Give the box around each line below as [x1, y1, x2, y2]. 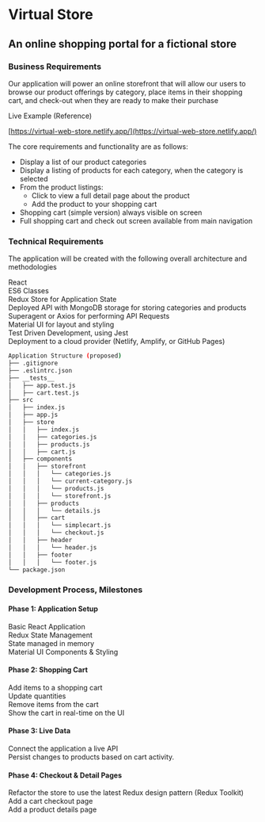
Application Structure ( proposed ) [8, 352, 123, 360]
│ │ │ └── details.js [8, 507, 101, 514]
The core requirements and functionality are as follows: [8, 141, 188, 151]
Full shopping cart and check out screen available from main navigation [19, 216, 253, 225]
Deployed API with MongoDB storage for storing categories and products [8, 303, 247, 312]
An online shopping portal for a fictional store [8, 37, 237, 51]
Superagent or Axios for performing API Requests [8, 312, 170, 321]
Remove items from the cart [8, 699, 99, 709]
